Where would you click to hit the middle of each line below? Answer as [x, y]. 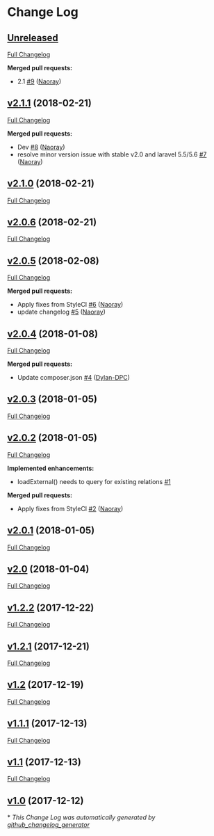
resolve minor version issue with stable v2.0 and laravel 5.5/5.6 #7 [112, 154]
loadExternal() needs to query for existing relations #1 [94, 481]
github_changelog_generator [49, 825]
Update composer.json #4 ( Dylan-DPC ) [74, 378]
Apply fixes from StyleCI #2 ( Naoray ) [70, 508]
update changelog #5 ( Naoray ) [61, 312]
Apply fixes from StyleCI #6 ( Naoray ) [70, 305]
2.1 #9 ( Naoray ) [39, 81]
